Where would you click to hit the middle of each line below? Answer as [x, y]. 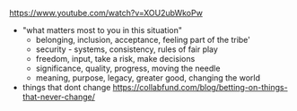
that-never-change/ [59, 97]
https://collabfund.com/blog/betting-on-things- [201, 87]
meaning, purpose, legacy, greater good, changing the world [148, 78]
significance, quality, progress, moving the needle [128, 68]
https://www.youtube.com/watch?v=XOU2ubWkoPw [106, 13]
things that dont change [66, 87]
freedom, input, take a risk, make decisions [115, 59]
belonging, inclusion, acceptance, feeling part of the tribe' [143, 40]
